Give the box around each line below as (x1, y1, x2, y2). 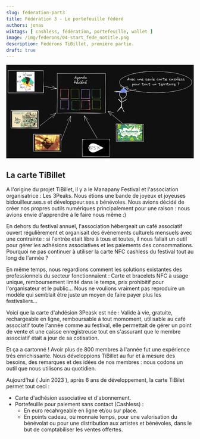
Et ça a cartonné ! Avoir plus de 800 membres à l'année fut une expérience (6, 345, 190, 353)
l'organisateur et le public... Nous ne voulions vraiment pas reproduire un (6, 285, 185, 292)
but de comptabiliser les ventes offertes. (23, 426, 123, 433)
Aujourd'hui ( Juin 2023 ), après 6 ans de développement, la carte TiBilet (6, 376, 185, 384)
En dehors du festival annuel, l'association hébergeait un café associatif (6, 222, 183, 229)
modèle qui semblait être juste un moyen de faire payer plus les (6, 291, 162, 298)
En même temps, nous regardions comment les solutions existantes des (6, 266, 183, 273)
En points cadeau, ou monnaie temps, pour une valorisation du (23, 413, 177, 420)
